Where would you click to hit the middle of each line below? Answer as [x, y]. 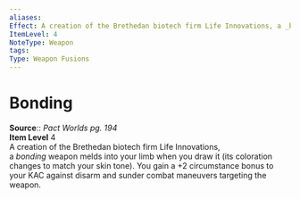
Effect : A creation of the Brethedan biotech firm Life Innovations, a [145, 26]
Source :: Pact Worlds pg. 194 [63, 128]
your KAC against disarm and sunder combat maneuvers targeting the [138, 175]
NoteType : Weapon [42, 42]
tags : [19, 51]
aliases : [25, 17]
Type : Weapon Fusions [50, 59]
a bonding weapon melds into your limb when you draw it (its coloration [141, 156]
